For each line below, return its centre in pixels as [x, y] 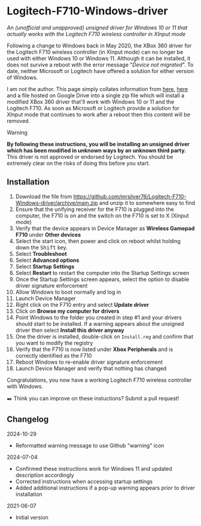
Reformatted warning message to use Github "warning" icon [90, 445]
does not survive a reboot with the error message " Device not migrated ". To [100, 65]
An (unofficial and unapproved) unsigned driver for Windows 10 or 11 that [97, 28]
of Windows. [22, 77]
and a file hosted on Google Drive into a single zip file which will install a [96, 95]
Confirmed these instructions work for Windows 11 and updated [94, 468]
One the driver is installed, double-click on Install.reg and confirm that [104, 336]
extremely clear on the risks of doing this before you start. [78, 163]
